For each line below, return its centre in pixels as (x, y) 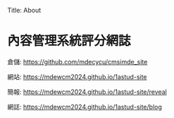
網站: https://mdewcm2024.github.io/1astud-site (77, 76)
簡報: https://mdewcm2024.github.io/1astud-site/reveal (87, 92)
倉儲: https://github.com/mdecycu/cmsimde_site (77, 61)
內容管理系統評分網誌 (69, 41)
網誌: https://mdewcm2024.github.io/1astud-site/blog (85, 107)
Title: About (24, 10)
